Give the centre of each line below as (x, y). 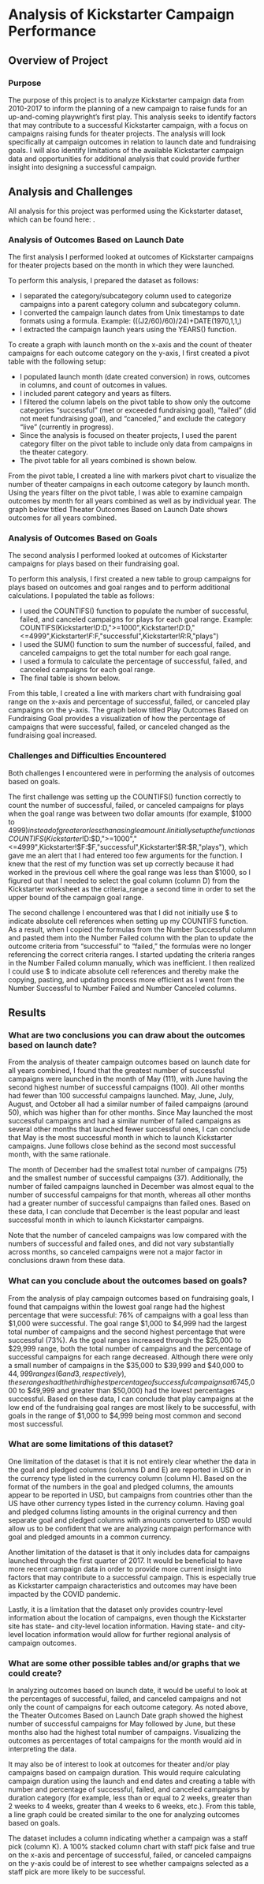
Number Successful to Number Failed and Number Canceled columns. (123, 988)
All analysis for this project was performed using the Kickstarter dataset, (126, 211)
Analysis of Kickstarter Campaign (121, 15)
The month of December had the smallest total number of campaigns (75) (128, 1170)
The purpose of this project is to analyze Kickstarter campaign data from (126, 99)
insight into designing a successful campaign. (83, 166)
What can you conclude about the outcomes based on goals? (128, 1281)
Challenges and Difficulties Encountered (87, 756)
